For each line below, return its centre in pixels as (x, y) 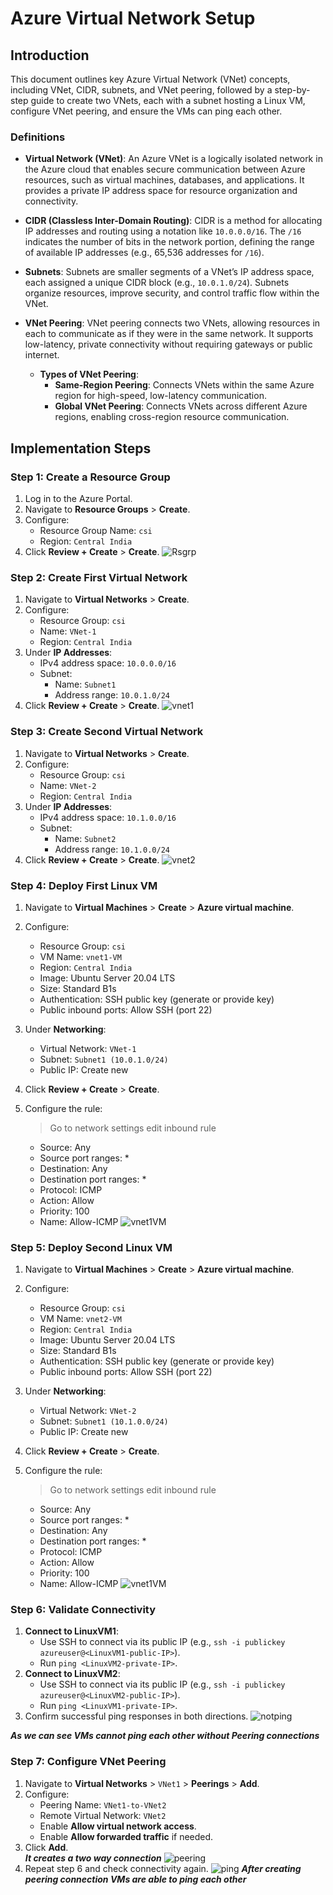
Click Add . (46, 1847)
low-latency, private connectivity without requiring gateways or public (168, 344)
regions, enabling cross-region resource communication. (172, 417)
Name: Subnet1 (85, 684)
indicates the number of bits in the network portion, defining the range (169, 242)
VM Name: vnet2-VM (80, 1319)
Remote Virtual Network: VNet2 (103, 1815)
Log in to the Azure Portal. (78, 498)
